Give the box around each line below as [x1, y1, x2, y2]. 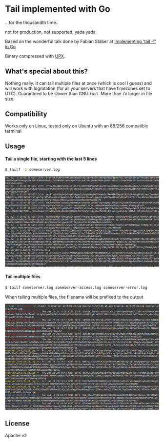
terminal [5, 128, 22, 134]
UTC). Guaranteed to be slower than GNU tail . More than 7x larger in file [5, 90, 153, 96]
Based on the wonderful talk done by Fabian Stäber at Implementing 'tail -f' [5, 38, 156, 44]
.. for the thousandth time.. [5, 20, 59, 25]
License [5, 420, 30, 428]
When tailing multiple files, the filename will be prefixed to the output [5, 294, 143, 300]
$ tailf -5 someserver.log [5, 167, 60, 172]
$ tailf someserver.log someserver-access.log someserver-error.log [5, 285, 147, 290]
